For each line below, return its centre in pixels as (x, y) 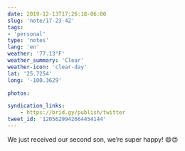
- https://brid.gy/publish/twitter (73, 113)
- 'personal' (27, 34)
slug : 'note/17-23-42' (41, 21)
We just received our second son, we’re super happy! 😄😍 (93, 139)
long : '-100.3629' (35, 80)
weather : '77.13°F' (36, 54)
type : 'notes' (28, 41)
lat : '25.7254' (30, 73)
